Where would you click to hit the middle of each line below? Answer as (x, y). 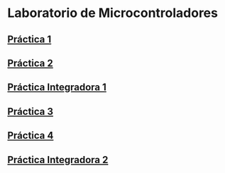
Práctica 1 (29, 39)
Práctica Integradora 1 (57, 88)
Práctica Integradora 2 (58, 160)
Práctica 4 (31, 136)
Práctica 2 (30, 63)
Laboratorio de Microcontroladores (113, 13)
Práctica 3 (31, 111)
